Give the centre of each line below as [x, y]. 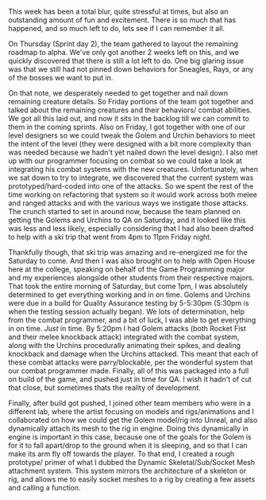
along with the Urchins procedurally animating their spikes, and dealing [124, 345]
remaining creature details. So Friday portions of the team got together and [131, 102]
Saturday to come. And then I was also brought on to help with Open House [132, 261]
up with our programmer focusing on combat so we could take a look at [125, 161]
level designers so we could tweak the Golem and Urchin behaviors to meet [132, 135]
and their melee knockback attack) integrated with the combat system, [124, 337]
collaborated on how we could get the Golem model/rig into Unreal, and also [133, 420]
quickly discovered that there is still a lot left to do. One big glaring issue [126, 61]
